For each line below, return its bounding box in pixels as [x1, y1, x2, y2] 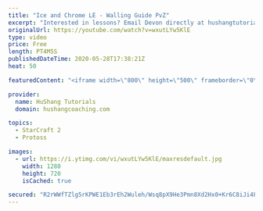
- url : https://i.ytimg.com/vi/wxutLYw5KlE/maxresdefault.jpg [15, 155, 222, 163]
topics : [8, 119, 34, 127]
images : [8, 148, 34, 156]
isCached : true [22, 177, 72, 184]
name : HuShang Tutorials [15, 98, 96, 105]
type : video [8, 33, 47, 41]
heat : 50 [8, 63, 37, 70]
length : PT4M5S [8, 48, 58, 55]
